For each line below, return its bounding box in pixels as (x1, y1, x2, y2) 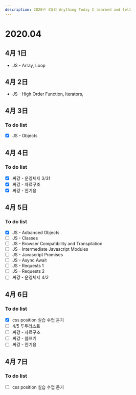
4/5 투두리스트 (12, 323, 41, 329)
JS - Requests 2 (12, 268, 45, 274)
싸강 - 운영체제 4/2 (12, 274, 49, 280)
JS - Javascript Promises (12, 252, 63, 258)
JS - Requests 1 (12, 263, 44, 269)
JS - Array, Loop (12, 62, 45, 68)
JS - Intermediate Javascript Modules (12, 246, 89, 252)
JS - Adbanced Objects (12, 229, 60, 236)
